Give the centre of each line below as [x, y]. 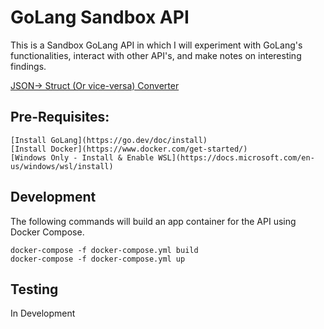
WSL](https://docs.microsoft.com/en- [236, 157]
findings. [28, 66]
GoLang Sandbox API [100, 17]
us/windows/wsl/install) [62, 166]
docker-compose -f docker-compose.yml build [104, 250]
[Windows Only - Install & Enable [82, 157]
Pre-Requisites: [60, 117]
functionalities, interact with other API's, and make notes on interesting [156, 55]
